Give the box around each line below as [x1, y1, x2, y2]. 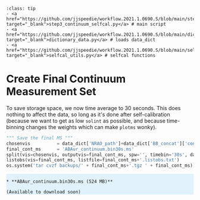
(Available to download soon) [6, 189, 82, 195]
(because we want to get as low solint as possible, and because [6, 117, 165, 124]
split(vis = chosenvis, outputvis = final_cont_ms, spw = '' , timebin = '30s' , [6, 152, 187, 158]
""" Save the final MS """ [6, 135, 73, 141]
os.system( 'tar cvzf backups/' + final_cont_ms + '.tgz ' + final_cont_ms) [6, 162, 193, 169]
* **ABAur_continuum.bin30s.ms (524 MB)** [6, 179, 113, 185]
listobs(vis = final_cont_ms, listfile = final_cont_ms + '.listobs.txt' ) [6, 157, 180, 163]
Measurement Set [6, 85, 96, 98]
